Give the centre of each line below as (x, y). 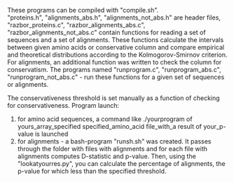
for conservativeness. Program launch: (63, 105)
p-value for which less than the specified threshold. (92, 171)
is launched (51, 134)
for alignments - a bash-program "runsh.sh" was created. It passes (114, 141)
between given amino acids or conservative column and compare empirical (116, 47)
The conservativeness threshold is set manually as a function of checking (113, 98)
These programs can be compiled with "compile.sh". (83, 10)
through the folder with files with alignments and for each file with (112, 149)
